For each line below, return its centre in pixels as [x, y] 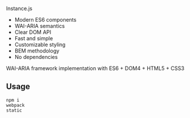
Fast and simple [34, 38]
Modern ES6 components [45, 20]
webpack [16, 105]
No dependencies [36, 57]
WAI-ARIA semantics [40, 26]
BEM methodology [37, 51]
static [14, 110]
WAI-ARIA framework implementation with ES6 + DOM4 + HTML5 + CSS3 [95, 68]
